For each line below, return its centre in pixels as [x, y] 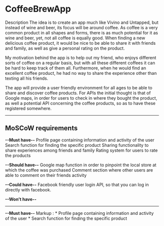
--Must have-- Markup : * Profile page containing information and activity [79, 213]
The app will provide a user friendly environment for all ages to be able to [79, 87]
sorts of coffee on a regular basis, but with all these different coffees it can [80, 63]
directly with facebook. [28, 190]
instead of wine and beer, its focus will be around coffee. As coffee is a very [82, 27]
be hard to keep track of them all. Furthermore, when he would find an [76, 68]
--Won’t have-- [21, 199]
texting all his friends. [27, 78]
